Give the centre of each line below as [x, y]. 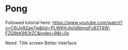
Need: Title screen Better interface [41, 42]
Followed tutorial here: [28, 22]
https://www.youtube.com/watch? [88, 22]
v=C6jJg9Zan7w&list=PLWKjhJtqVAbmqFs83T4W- [58, 27]
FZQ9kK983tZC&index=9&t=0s [37, 33]
